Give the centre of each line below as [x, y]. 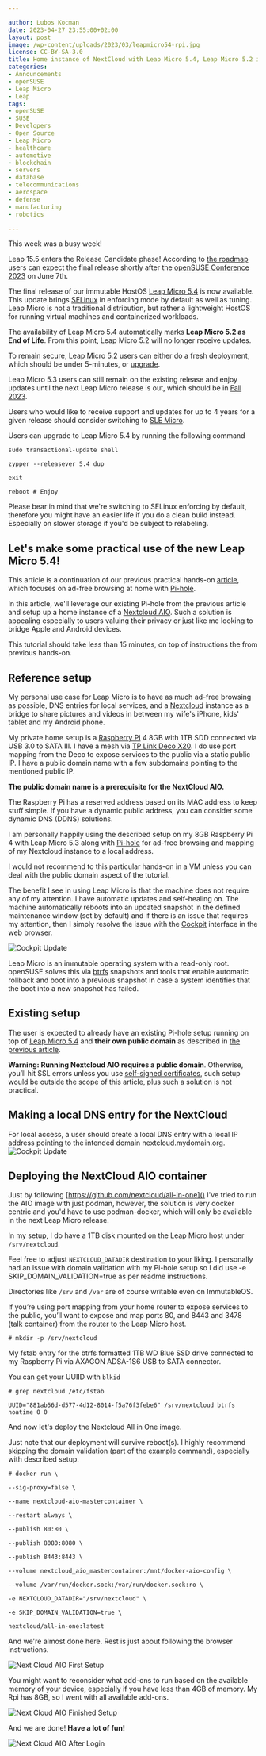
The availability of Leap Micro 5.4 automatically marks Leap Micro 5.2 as [127, 332]
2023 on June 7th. [38, 276]
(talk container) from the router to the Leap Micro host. [97, 1324]
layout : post [30, 37]
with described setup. [44, 1459]
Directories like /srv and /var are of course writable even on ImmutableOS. [131, 1292]
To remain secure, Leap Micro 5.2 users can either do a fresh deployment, [129, 356]
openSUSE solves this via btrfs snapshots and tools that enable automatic [129, 972]
